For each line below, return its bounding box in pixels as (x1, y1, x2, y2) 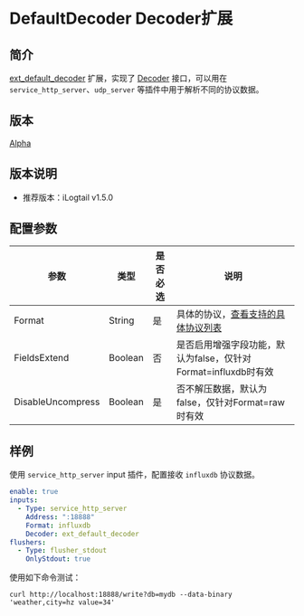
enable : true (9, 488, 59, 497)
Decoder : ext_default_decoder (25, 529, 140, 538)
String (108, 314, 135, 327)
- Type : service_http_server (17, 504, 128, 513)
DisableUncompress (14, 395, 100, 408)
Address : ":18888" (25, 512, 95, 521)
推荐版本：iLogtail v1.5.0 (22, 192, 114, 203)
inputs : (9, 496, 39, 505)
